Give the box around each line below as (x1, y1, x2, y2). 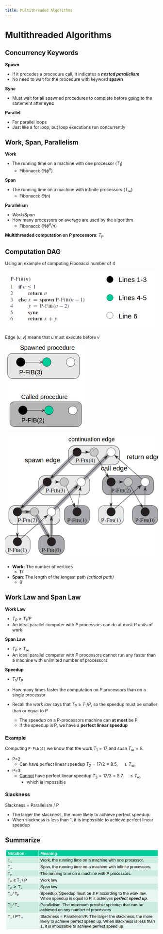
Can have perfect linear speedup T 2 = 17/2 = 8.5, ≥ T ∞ (19, 761, 135, 768)
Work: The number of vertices (12, 564, 73, 569)
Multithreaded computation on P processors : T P (5, 232, 104, 239)
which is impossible (26, 779, 66, 785)
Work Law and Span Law (5, 593, 81, 601)
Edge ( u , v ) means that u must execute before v (5, 334, 100, 340)
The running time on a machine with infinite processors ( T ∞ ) (12, 186, 133, 194)
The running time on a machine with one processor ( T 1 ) (12, 160, 123, 168)
